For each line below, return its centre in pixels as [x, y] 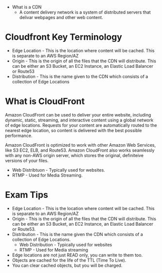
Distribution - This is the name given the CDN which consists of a [78, 234]
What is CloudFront [45, 101]
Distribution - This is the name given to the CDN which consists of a [80, 76]
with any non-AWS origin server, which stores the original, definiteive [74, 155]
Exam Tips [27, 195]
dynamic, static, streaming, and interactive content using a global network [79, 120]
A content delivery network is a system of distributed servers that [85, 12]
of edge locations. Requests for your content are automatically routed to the [81, 125]
